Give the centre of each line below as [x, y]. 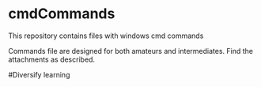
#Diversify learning [39, 74]
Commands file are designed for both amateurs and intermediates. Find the [130, 51]
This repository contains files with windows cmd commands [106, 36]
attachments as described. [52, 59]
